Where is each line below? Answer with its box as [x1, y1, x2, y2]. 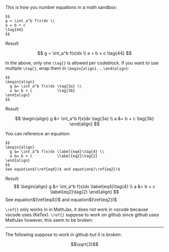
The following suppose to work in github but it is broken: [5, 231, 122, 237]
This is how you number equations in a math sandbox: [5, 5, 117, 10]
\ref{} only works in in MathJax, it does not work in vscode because [5, 206, 148, 212]
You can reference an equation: [5, 131, 70, 136]
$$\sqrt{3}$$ [70, 241, 99, 247]
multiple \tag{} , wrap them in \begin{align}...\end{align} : [5, 65, 130, 71]
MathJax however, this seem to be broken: [5, 217, 94, 223]
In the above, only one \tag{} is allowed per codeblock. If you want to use [5, 60, 159, 66]
